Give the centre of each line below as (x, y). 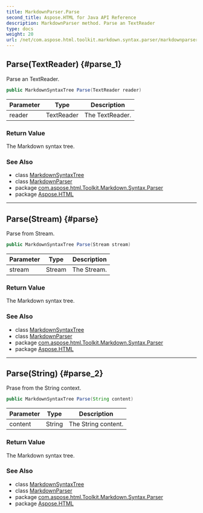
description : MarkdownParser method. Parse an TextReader (81, 23)
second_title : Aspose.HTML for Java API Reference (71, 18)
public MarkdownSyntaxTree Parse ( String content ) (70, 399)
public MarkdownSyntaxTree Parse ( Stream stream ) (69, 245)
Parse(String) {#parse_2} (55, 373)
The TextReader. (108, 115)
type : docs (20, 29)
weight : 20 (20, 34)
